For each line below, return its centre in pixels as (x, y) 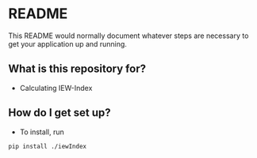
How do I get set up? (59, 113)
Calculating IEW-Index (56, 88)
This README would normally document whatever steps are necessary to (128, 36)
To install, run (42, 132)
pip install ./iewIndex (48, 146)
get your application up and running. (67, 43)
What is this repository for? (77, 69)
